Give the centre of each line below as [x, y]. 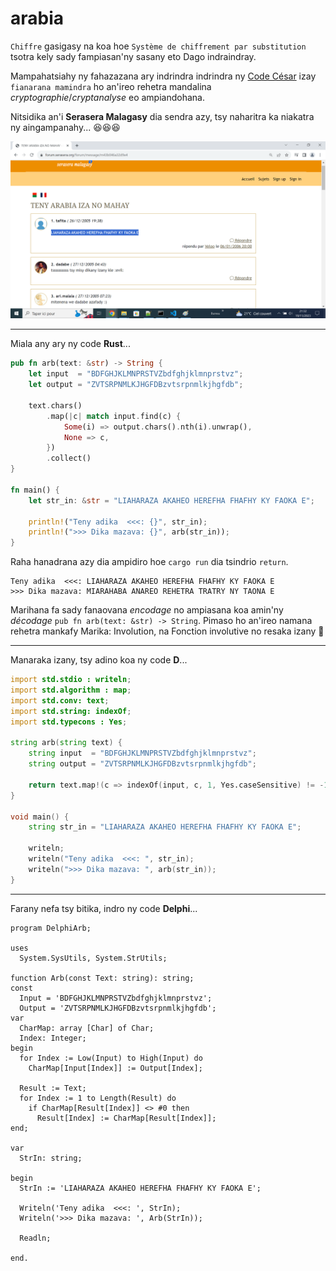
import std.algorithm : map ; [71, 690]
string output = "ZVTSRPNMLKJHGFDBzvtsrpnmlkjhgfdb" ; [142, 764]
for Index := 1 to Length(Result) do [98, 1098]
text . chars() [55, 405]
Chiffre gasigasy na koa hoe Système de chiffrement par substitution [158, 46]
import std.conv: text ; [60, 700]
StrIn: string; [51, 1158]
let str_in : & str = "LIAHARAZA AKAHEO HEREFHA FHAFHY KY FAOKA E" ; [171, 500]
